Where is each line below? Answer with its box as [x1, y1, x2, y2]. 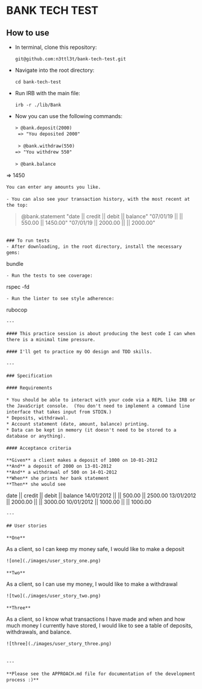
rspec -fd [6, 283, 30, 290]
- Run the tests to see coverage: [6, 272, 93, 278]
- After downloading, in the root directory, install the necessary [6, 244, 182, 250]
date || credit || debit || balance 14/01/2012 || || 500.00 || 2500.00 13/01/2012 [6, 492, 197, 499]
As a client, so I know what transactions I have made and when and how [6, 615, 186, 623]
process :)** [6, 677, 39, 683]
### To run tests [6, 238, 50, 244]
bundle [6, 260, 24, 267]
